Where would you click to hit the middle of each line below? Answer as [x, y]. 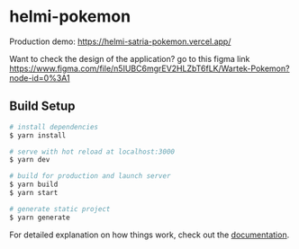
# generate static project [60, 209]
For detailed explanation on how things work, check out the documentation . [149, 235]
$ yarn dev [30, 160]
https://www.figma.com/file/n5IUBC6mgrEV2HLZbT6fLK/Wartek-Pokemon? [149, 68]
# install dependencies [54, 127]
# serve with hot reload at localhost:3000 [92, 151]
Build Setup [42, 107]
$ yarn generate [40, 218]
